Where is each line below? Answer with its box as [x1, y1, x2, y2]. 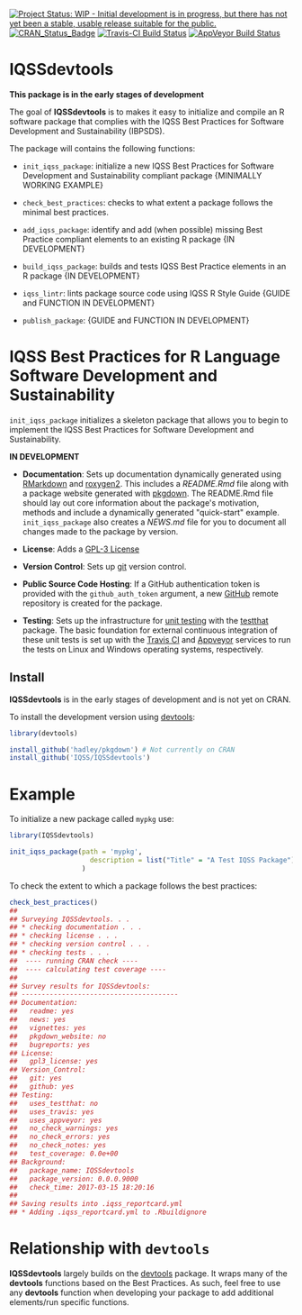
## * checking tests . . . [9, 948, 111, 957]
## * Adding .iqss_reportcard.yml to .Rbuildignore [9, 1208, 207, 1217]
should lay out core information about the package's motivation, [22, 497, 260, 508]
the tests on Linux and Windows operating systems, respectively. [22, 644, 263, 654]
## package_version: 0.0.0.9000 [9, 1174, 139, 1183]
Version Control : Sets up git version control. [22, 561, 187, 571]
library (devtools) [9, 728, 78, 738]
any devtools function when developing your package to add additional [9, 1287, 274, 1298]
